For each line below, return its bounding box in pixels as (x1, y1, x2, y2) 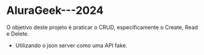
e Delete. (6, 30, 29, 37)
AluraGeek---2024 (6, 4, 104, 18)
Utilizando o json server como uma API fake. (15, 42, 127, 49)
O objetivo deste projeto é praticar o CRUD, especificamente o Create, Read (6, 24, 198, 31)
